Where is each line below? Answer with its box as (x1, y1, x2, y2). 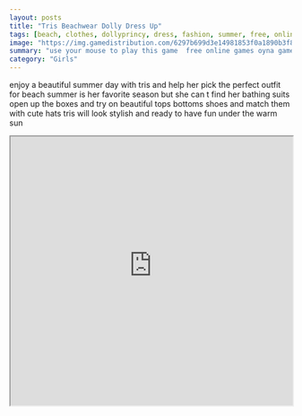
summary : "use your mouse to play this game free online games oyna (9, 47, 275, 56)
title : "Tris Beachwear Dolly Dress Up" (9, 22, 163, 30)
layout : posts (9, 13, 63, 22)
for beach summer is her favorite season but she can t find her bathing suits (9, 89, 290, 100)
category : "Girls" (9, 55, 78, 64)
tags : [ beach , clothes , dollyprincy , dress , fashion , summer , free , (9, 30, 271, 39)
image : (9, 38, 34, 48)
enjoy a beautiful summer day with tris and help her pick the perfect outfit (9, 80, 281, 90)
